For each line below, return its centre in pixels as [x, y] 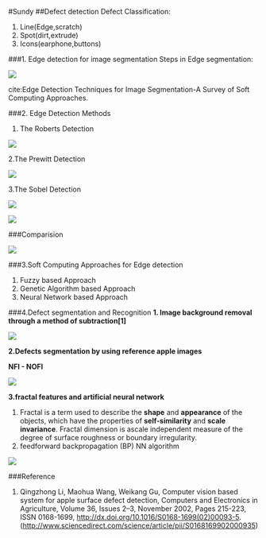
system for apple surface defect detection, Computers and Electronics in [139, 500]
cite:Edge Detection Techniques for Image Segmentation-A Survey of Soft [129, 89]
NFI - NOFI [26, 366]
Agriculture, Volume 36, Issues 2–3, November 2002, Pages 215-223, [133, 509]
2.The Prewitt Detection [47, 159]
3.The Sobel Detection [45, 189]
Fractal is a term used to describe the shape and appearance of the [131, 412]
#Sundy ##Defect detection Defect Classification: [89, 12]
